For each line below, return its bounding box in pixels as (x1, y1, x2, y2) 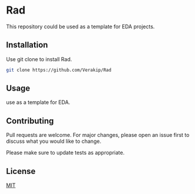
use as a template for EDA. (6, 99, 70, 106)
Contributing (6, 116, 54, 126)
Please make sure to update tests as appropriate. (6, 149, 125, 156)
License (6, 166, 36, 176)
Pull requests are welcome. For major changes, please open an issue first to (6, 132, 190, 139)
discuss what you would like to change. (6, 138, 102, 145)
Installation (6, 40, 48, 50)
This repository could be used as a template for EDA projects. (6, 23, 155, 30)
